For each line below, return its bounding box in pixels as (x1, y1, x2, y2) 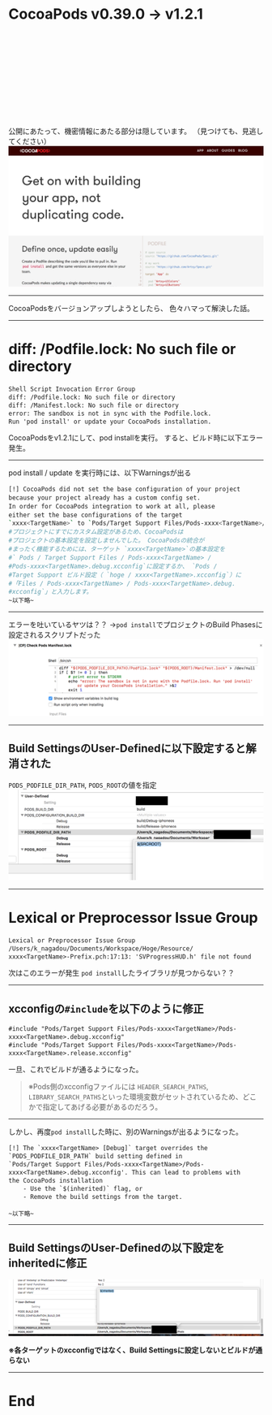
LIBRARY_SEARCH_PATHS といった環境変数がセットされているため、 (28, 1092, 243, 1101)
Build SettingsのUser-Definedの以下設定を (8, 1241, 225, 1255)
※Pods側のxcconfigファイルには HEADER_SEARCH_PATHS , (28, 1082, 209, 1092)
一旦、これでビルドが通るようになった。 (8, 1065, 143, 1075)
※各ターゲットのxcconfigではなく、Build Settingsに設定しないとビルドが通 (8, 1345, 263, 1355)
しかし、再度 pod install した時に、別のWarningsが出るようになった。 (8, 1127, 243, 1137)
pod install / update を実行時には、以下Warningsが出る (8, 468, 192, 478)
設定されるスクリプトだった (8, 630, 101, 640)
